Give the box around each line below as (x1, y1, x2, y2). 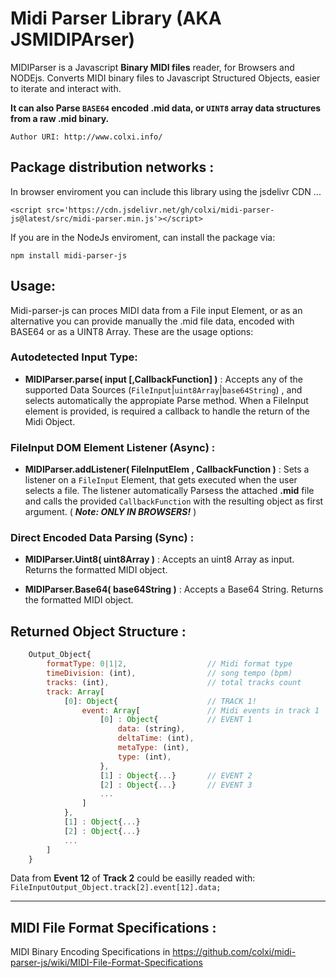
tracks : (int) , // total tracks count (46, 677, 302, 687)
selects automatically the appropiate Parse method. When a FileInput (24, 394, 309, 406)
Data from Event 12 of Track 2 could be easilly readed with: (10, 872, 256, 884)
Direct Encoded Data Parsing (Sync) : (10, 531, 195, 545)
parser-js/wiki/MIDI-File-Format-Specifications (10, 957, 203, 969)
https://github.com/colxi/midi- (172, 946, 297, 958)
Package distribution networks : (10, 159, 215, 176)
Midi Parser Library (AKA (10, 7, 222, 30)
